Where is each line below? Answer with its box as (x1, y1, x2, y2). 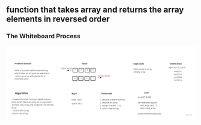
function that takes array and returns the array (6, 5, 184, 15)
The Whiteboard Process (6, 32, 81, 41)
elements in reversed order (6, 14, 110, 25)
